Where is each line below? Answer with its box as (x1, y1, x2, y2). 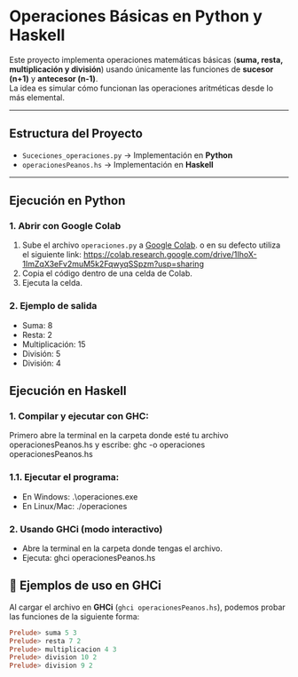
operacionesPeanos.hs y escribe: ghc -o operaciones (9, 439, 206, 450)
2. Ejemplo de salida (9, 300, 98, 312)
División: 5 (21, 348, 61, 358)
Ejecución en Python (9, 193, 126, 209)
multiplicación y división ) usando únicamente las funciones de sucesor (9, 64, 274, 75)
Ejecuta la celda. (21, 278, 82, 288)
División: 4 (21, 358, 62, 368)
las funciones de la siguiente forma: (9, 610, 140, 622)
